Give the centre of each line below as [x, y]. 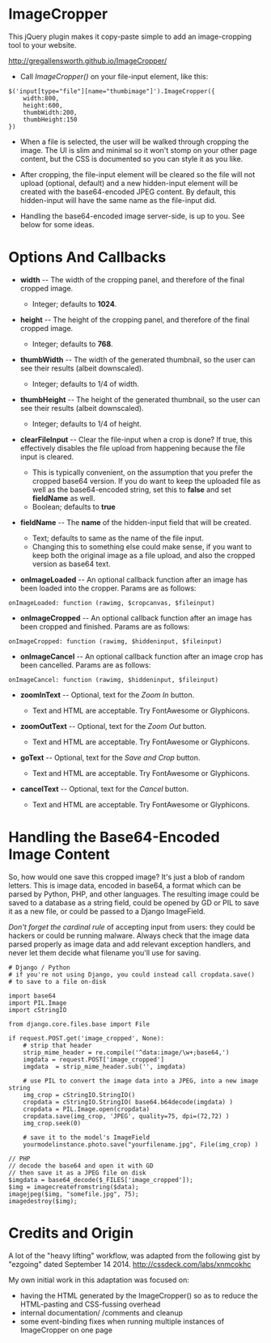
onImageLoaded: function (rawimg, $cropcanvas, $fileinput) [112, 603]
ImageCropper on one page [66, 1330]
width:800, [41, 98]
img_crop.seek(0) [52, 1123]
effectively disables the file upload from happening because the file [132, 448]
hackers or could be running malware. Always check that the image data [129, 935]
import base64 [32, 996]
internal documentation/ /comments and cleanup [102, 1312]
